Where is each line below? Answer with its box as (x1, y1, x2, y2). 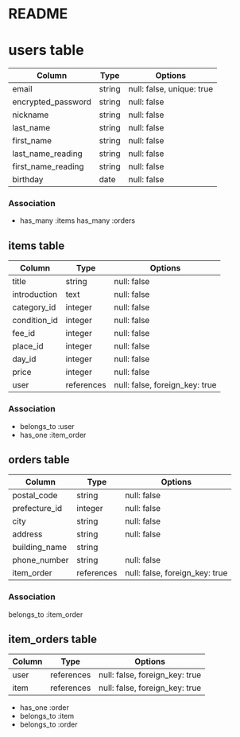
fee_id (12, 328, 36, 339)
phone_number (12, 555, 69, 566)
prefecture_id (12, 503, 63, 514)
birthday (12, 174, 44, 185)
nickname (12, 109, 49, 120)
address (12, 528, 43, 540)
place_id (12, 341, 44, 352)
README (8, 5, 68, 23)
